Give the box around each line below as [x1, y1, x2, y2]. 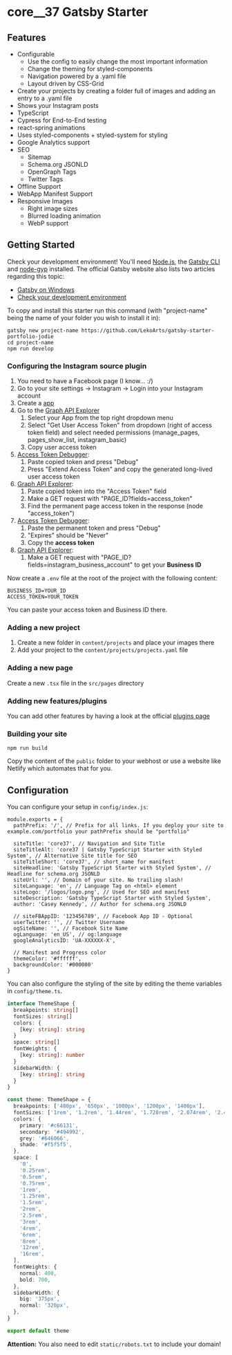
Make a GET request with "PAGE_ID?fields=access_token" [27, 495, 193, 503]
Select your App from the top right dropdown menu [27, 414, 174, 422]
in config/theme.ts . [7, 987, 63, 995]
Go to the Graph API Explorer [17, 406, 100, 415]
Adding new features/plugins [7, 696, 108, 706]
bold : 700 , [19, 1276, 51, 1283]
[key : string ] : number [19, 1052, 85, 1059]
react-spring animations [17, 124, 86, 131]
